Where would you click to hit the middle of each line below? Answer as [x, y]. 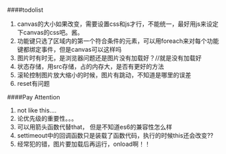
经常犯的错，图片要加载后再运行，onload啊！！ [84, 144]
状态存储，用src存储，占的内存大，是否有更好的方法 [90, 66]
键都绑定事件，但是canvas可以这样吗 [69, 49]
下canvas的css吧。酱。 [50, 32]
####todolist [25, 10]
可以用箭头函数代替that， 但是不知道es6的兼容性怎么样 [95, 127]
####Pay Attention [34, 97]
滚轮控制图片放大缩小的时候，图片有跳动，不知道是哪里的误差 [104, 75]
